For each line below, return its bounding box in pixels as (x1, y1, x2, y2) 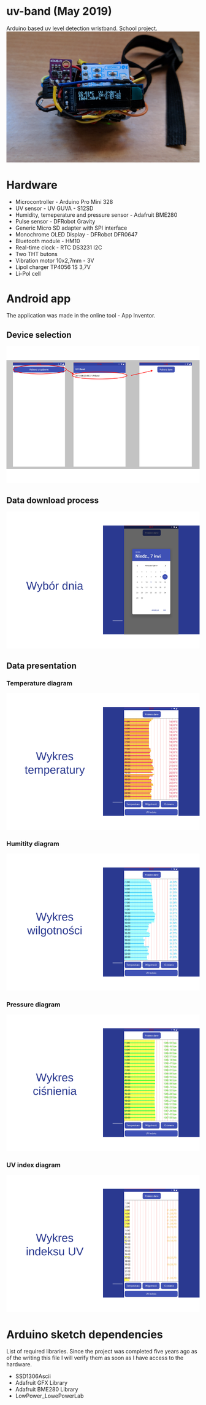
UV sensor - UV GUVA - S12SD (15, 204, 94, 212)
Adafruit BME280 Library (15, 1386, 78, 1393)
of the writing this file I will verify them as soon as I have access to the (6, 1354, 184, 1361)
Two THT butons (15, 251, 58, 258)
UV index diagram (6, 1161, 61, 1169)
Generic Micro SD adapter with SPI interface (15, 224, 128, 232)
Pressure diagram (6, 1000, 61, 1008)
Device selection (6, 330, 72, 340)
